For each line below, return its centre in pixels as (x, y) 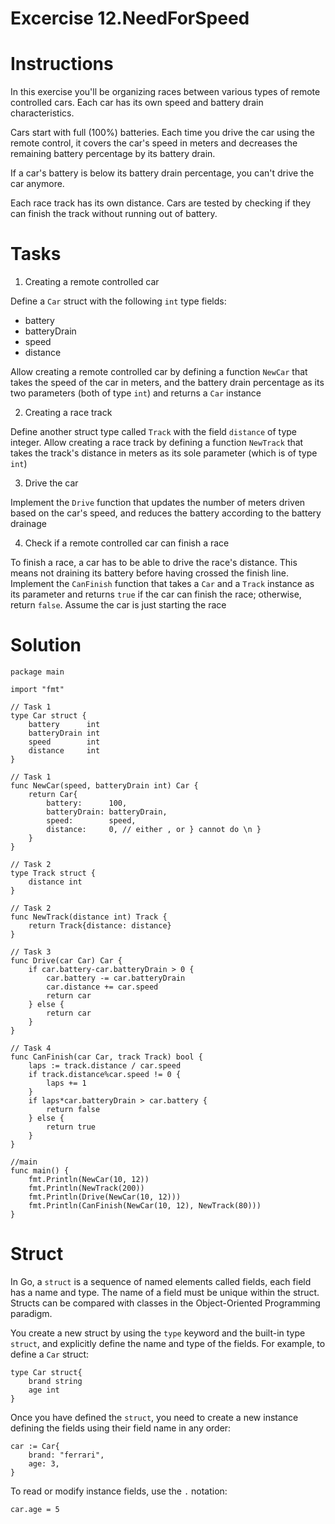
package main (37, 672)
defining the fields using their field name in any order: (121, 1428)
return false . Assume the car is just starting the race (118, 605)
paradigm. (31, 1313)
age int (44, 1390)
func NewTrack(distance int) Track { (89, 917)
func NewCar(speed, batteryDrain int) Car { (104, 786)
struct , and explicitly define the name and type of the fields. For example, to (168, 1343)
